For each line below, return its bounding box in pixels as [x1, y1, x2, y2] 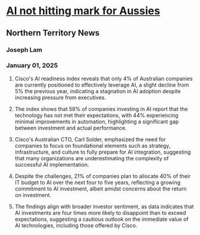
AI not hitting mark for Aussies [6, 4, 161, 18]
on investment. [14, 191, 52, 198]
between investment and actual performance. [14, 124, 127, 131]
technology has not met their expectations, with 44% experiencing [14, 112, 179, 119]
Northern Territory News [6, 28, 100, 38]
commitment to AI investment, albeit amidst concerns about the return [14, 185, 187, 192]
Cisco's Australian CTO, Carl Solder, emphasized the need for [14, 135, 166, 143]
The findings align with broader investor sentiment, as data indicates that [14, 203, 194, 210]
